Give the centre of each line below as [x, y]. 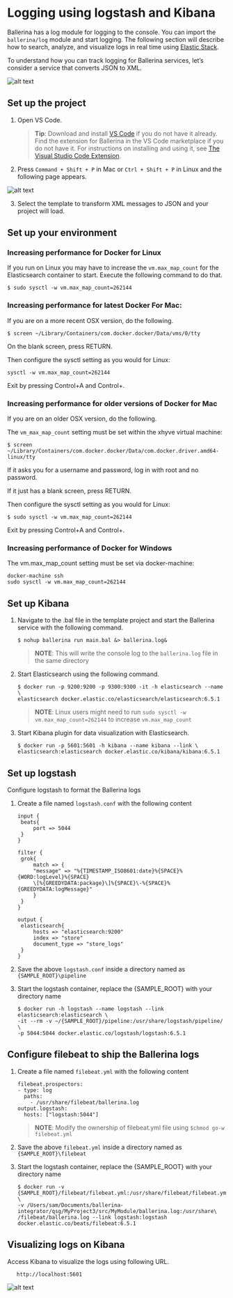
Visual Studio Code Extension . [78, 155]
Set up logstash [42, 773]
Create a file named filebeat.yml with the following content [103, 1071]
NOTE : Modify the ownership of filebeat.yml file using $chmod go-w [129, 1127]
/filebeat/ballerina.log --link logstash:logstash [92, 1217]
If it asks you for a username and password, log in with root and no [103, 470]
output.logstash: [42, 1109]
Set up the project [47, 103]
